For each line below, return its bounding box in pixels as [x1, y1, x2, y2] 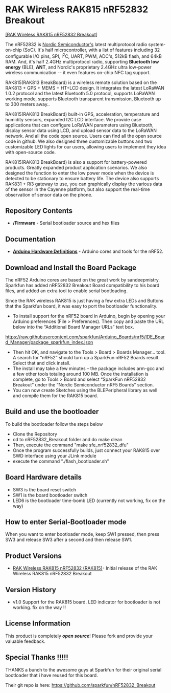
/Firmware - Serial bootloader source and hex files [12, 220, 120, 226]
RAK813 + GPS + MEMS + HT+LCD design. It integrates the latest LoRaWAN [5, 84, 165, 91]
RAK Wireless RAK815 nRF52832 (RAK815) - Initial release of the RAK [12, 565, 158, 571]
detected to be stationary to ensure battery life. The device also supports [5, 175, 159, 181]
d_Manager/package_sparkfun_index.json [5, 339, 93, 345]
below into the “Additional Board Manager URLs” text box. [12, 324, 134, 330]
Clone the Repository [12, 431, 58, 437]
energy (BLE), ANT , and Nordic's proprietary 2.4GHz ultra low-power [5, 64, 152, 70]
